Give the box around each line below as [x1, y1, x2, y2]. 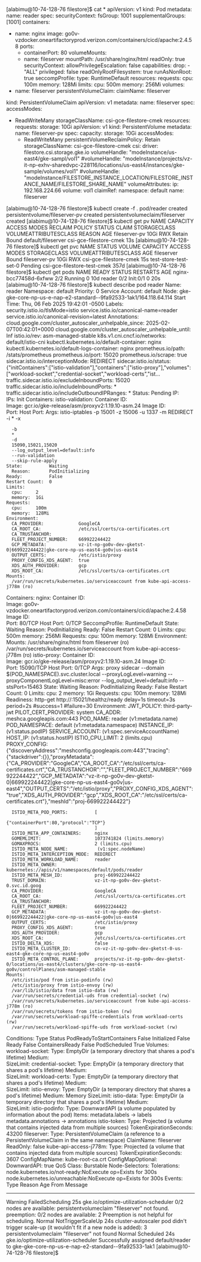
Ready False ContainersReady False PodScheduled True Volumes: [6, 1041, 169, 1048]
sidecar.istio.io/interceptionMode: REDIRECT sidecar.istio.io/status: [6, 358, 172, 365]
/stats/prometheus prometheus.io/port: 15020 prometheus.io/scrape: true [6, 351, 187, 358]
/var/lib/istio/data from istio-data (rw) [11, 988, 119, 994]
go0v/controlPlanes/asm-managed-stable [6, 967, 106, 973]
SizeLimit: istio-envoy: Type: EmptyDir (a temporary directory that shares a [6, 1086, 191, 1092]
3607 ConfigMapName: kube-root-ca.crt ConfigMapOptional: [6, 1156, 157, 1163]
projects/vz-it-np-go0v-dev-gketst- [95, 956, 186, 962]
